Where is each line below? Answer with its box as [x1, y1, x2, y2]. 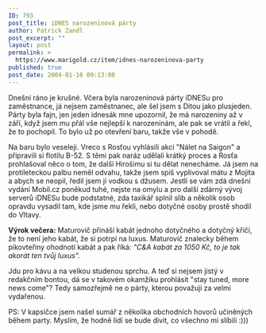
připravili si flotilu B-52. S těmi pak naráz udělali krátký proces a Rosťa [8, 151, 238, 160]
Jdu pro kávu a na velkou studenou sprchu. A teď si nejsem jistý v [8, 266, 224, 276]
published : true [8, 64, 62, 72]
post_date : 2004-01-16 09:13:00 [8, 71, 115, 79]
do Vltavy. [8, 210, 41, 219]
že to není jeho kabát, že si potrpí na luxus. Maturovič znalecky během [8, 233, 239, 243]
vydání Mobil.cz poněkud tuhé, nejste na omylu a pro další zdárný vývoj [8, 184, 243, 194]
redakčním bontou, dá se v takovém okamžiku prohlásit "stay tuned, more [8, 274, 249, 284]
